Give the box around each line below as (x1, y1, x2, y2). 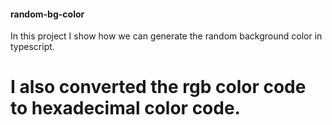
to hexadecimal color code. (10, 97, 241, 120)
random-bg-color (10, 8, 85, 20)
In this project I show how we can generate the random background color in (10, 30, 323, 42)
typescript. (10, 41, 55, 53)
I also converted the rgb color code (10, 76, 307, 99)
